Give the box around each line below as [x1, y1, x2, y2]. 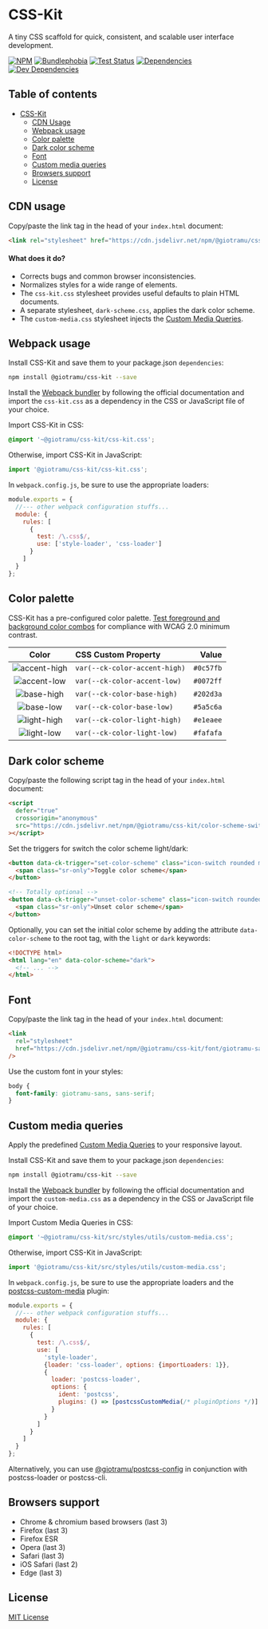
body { [8, 1081, 30, 1090]
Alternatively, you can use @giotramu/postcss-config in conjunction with [8, 1465, 248, 1474]
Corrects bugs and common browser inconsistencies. [19, 271, 197, 281]
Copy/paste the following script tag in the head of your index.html [8, 776, 226, 785]
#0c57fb [193, 663, 223, 672]
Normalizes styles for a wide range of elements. [19, 279, 178, 289]
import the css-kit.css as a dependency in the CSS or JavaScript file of [8, 397, 245, 406]
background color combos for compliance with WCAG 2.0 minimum [8, 621, 231, 631]
